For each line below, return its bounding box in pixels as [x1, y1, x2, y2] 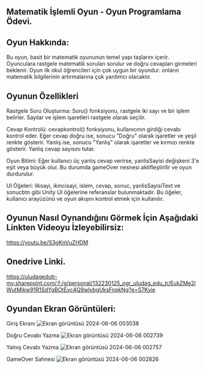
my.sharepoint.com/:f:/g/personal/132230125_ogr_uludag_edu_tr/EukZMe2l [6, 279, 196, 287]
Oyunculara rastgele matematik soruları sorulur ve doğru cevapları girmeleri [6, 60, 197, 68]
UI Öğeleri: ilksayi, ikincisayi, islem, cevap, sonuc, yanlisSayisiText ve [6, 182, 181, 190]
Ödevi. [6, 17, 32, 27]
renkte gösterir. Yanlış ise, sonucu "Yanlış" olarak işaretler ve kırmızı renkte [6, 139, 195, 146]
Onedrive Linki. [6, 257, 66, 267]
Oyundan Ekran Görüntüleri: [6, 304, 116, 314]
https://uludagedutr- [6, 273, 58, 280]
